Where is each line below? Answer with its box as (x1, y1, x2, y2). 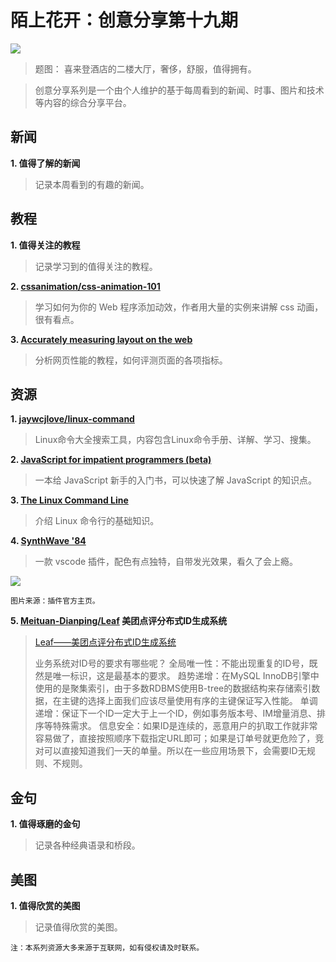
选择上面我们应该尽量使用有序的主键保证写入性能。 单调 (87, 695, 318, 707)
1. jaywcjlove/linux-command (10, 413, 135, 425)
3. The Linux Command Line (10, 494, 129, 506)
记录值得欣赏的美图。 (34, 921, 123, 933)
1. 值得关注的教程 (10, 239, 81, 251)
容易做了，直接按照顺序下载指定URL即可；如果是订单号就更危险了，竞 (34, 732, 325, 745)
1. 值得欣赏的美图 (10, 900, 81, 911)
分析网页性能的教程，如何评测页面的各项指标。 (34, 354, 228, 366)
